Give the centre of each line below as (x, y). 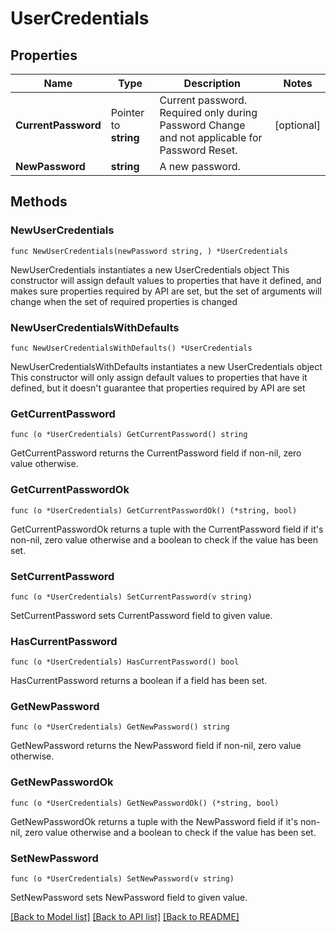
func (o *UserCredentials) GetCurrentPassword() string (129, 435)
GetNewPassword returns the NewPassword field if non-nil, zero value (156, 746)
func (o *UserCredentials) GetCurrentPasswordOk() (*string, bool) (154, 510)
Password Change (202, 125)
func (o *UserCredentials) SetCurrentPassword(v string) (131, 597)
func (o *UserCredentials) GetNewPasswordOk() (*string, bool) (145, 803)
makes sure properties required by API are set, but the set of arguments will (166, 291)
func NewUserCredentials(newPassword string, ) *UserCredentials (149, 251)
